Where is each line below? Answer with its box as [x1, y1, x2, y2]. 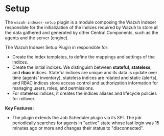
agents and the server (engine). [5, 35, 69, 41]
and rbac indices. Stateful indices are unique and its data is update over [12, 69, 158, 75]
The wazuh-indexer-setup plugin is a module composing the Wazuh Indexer [5, 19, 157, 25]
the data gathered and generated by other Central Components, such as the [5, 29, 158, 35]
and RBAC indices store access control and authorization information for [12, 80, 158, 86]
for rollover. [12, 95, 36, 101]
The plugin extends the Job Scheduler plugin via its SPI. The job [12, 114, 142, 120]
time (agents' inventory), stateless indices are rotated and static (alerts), [12, 75, 158, 81]
